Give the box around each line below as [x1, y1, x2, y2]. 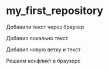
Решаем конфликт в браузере [6, 57, 81, 64]
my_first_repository [6, 4, 104, 17]
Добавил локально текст [6, 34, 69, 41]
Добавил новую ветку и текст [6, 45, 81, 53]
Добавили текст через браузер [6, 23, 84, 30]
